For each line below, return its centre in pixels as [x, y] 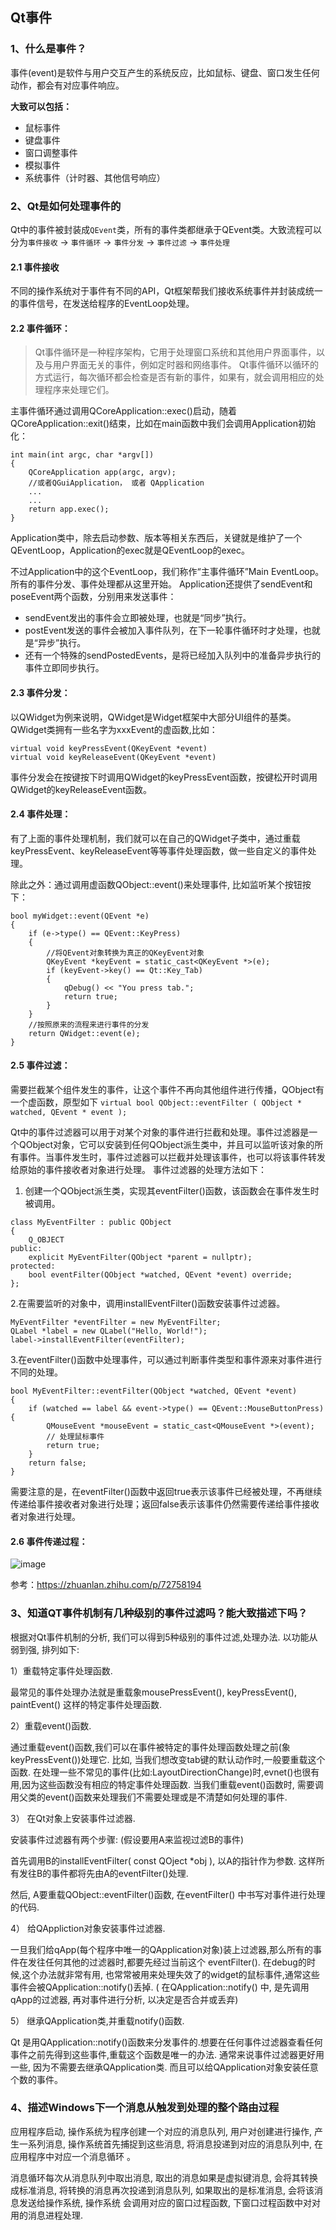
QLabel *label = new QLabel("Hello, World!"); [109, 1331]
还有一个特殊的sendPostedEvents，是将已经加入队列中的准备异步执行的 [173, 655]
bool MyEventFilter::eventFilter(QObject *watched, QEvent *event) [154, 1391]
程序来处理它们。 [79, 390]
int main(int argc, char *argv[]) [82, 455]
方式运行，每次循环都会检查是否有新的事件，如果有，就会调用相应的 [175, 377]
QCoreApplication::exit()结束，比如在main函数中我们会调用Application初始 [163, 424]
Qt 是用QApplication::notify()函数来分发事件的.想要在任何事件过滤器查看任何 [166, 2042]
